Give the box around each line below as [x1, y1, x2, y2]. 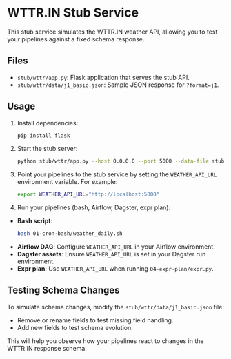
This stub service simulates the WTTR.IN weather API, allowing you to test [7, 28, 218, 36]
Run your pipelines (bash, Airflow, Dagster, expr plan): [17, 203, 171, 212]
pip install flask [17, 132, 70, 139]
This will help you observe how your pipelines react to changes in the [7, 336, 204, 345]
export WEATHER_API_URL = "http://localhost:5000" [17, 191, 160, 198]
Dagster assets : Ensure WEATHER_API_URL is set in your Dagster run [17, 250, 206, 258]
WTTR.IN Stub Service [7, 5, 139, 21]
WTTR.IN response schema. [7, 344, 88, 352]
